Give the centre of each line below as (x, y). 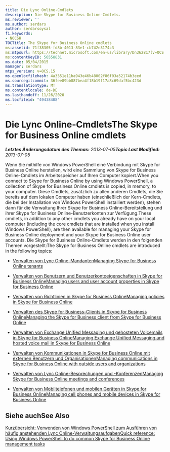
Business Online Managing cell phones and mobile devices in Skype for (86, 394)
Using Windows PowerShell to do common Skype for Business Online (78, 439)
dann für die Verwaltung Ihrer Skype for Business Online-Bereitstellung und (84, 208)
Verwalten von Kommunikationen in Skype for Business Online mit (81, 353)
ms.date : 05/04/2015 (27, 62)
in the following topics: (29, 251)
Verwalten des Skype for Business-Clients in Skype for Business (80, 312)
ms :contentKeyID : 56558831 (34, 57)
